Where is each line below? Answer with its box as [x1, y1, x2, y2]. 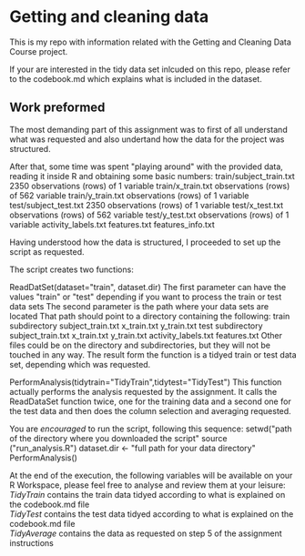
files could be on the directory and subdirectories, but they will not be [9, 339, 271, 350]
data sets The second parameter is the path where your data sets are [9, 300, 269, 311]
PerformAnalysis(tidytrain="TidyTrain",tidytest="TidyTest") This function [9, 376, 282, 388]
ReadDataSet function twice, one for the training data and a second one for [9, 396, 291, 407]
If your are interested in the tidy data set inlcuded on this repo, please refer [9, 64, 291, 75]
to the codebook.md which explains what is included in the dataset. [9, 73, 262, 84]
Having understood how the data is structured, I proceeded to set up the [9, 237, 281, 248]
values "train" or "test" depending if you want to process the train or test [9, 291, 282, 302]
